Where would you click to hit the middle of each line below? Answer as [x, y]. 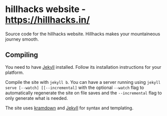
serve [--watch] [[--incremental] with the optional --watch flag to [75, 87]
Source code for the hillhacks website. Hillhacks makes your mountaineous [83, 34]
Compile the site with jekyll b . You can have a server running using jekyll [83, 82]
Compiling [22, 55]
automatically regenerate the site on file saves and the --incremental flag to [83, 93]
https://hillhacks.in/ [48, 20]
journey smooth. [22, 39]
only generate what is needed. [37, 98]
